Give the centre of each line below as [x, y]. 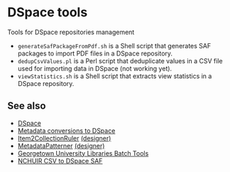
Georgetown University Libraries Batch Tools [83, 153]
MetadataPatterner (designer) [61, 146]
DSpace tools [48, 12]
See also [27, 106]
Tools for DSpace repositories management [71, 32]
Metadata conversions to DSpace [66, 130]
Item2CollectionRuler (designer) [64, 138]
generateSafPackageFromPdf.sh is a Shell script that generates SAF [114, 45]
